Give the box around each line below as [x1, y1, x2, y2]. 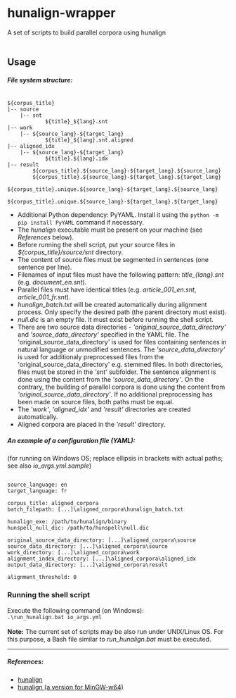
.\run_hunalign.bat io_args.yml [7, 613, 102, 621]
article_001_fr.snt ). [17, 293, 71, 301]
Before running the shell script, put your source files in [17, 241, 176, 249]
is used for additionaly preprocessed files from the [17, 353, 164, 361]
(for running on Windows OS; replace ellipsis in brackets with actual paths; [7, 454, 223, 463]
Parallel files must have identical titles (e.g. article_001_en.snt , [17, 285, 197, 294]
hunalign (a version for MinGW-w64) [17, 683, 124, 691]
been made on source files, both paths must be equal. [17, 398, 174, 406]
